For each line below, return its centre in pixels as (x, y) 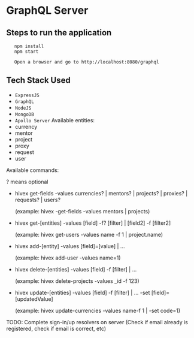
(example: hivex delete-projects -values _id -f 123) (77, 281)
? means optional (27, 182)
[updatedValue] (34, 299)
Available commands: (33, 170)
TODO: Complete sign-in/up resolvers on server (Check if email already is (97, 322)
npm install (29, 46)
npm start (26, 52)
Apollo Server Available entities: (54, 120)
